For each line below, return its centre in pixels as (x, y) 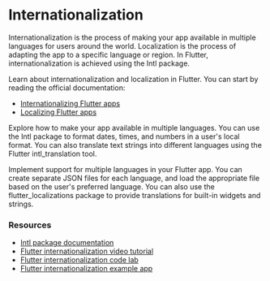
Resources (30, 225)
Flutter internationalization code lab (79, 260)
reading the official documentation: (67, 88)
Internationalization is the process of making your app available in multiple (133, 37)
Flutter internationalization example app (86, 269)
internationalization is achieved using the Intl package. (99, 63)
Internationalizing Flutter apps (70, 103)
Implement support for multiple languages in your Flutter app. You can (126, 169)
